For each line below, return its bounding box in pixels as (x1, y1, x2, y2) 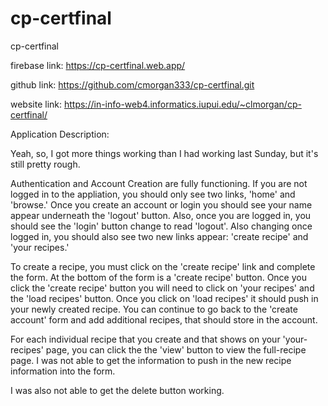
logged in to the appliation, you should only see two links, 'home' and (10, 188, 296, 200)
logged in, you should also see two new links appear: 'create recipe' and (10, 230, 309, 242)
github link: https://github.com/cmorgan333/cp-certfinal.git (10, 78, 255, 91)
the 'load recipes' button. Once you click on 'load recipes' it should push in (10, 292, 319, 304)
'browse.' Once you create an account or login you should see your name (10, 198, 313, 211)
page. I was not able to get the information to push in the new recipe (10, 354, 292, 366)
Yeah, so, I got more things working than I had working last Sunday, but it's (10, 147, 319, 159)
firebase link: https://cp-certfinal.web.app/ (10, 59, 186, 71)
